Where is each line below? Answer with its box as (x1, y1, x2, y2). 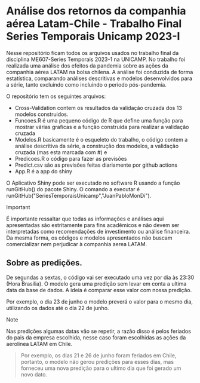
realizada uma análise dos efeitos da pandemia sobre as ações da (6, 62, 168, 69)
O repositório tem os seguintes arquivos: (6, 93, 106, 100)
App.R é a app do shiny (14, 167, 73, 174)
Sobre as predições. (6, 258, 82, 268)
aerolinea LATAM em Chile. (6, 340, 73, 347)
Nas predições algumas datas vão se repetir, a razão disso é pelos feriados (6, 327, 191, 335)
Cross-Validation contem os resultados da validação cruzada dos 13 (14, 104, 182, 111)
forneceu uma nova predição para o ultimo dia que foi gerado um (20, 364, 181, 372)
